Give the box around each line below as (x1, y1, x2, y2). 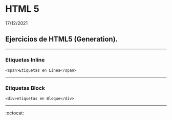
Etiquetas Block (5, 84, 45, 91)
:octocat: (5, 110, 24, 116)
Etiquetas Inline (5, 56, 45, 63)
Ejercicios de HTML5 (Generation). (5, 35, 118, 44)
